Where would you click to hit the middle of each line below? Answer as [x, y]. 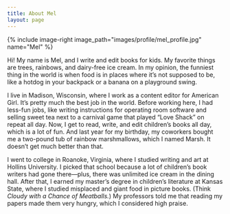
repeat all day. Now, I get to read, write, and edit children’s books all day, [110, 124]
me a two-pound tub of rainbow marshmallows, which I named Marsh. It [109, 139]
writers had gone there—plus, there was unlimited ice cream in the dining [111, 174]
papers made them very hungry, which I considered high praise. [98, 203]
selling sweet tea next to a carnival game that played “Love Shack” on [106, 117]
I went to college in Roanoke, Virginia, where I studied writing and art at [108, 159]
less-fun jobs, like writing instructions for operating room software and [107, 110]
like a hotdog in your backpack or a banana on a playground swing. [102, 82]
